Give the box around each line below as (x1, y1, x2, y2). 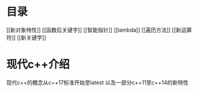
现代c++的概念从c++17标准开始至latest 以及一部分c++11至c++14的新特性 (6, 79, 189, 86)
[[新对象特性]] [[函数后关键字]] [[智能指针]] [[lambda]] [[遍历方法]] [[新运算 (6, 26, 193, 34)
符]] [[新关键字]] (6, 34, 47, 41)
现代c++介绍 (6, 58, 70, 71)
